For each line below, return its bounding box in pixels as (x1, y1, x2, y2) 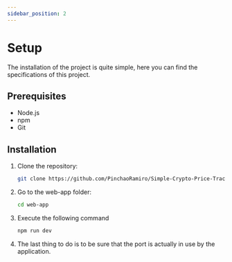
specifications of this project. (7, 70, 91, 78)
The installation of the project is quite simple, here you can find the (7, 63, 198, 71)
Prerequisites (7, 90, 66, 102)
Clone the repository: (17, 162, 78, 171)
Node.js (17, 109, 40, 117)
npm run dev (17, 227, 52, 234)
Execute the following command (17, 213, 109, 222)
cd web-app (17, 202, 49, 209)
